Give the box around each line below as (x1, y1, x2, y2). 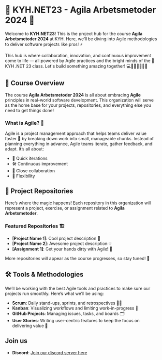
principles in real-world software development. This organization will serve (5, 97, 154, 103)
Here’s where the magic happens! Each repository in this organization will (5, 200, 151, 206)
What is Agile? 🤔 (5, 119, 44, 126)
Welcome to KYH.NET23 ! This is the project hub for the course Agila (5, 31, 143, 36)
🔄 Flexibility (12, 173, 35, 179)
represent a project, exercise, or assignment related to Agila (5, 205, 125, 211)
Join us (5, 337, 28, 345)
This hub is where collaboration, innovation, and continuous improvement (5, 52, 151, 58)
